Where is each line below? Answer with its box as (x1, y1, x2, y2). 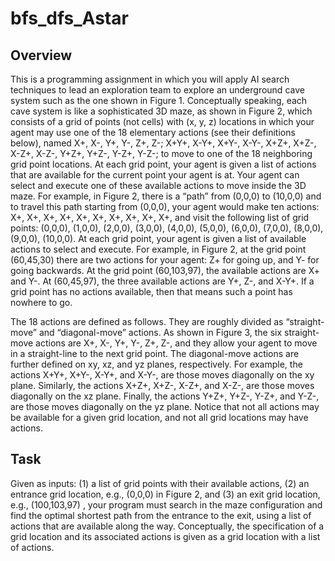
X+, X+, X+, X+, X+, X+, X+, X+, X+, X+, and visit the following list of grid (10, 212, 310, 223)
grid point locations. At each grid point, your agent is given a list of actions (10, 158, 317, 170)
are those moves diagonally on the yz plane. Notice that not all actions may (10, 401, 320, 412)
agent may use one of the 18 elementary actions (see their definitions (10, 127, 296, 138)
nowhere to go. (10, 297, 73, 308)
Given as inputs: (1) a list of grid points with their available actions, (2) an (10, 477, 310, 489)
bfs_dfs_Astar (10, 7, 129, 30)
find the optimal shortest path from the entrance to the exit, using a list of (10, 509, 312, 521)
